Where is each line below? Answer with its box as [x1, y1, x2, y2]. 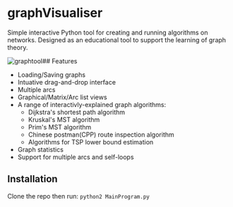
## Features [42, 56, 78, 65]
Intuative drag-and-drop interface [17, 77, 116, 86]
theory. [7, 43, 28, 51]
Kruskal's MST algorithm [28, 115, 100, 124]
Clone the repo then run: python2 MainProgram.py [7, 192, 150, 200]
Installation [7, 173, 58, 185]
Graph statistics [17, 145, 64, 153]
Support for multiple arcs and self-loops [17, 153, 134, 161]
